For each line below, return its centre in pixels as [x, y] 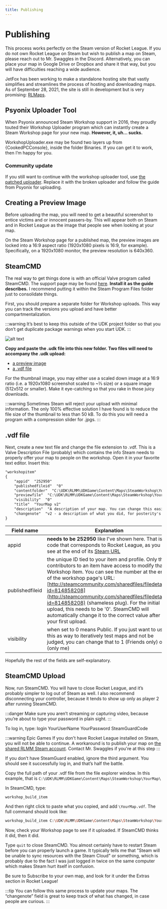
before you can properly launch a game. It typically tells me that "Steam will [83, 850]
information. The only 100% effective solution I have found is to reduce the [82, 409]
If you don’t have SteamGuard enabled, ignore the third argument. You [77, 758]
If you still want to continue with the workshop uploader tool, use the [75, 176]
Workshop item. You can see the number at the [102, 572]
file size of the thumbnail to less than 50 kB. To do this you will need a [77, 414]
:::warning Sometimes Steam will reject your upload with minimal [71, 404]
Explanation [109, 530]
